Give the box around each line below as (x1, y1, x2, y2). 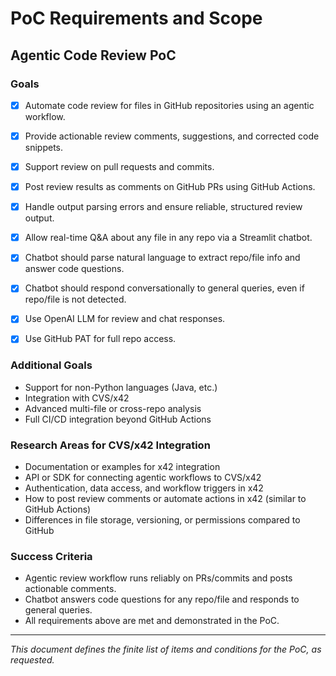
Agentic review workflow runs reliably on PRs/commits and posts (24, 572, 293, 584)
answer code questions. (24, 263, 125, 275)
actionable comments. (24, 583, 117, 595)
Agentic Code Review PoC (10, 47, 177, 64)
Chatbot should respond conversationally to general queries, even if (24, 282, 305, 294)
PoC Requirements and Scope (10, 7, 263, 30)
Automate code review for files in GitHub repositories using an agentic (24, 99, 315, 111)
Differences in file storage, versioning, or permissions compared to (24, 514, 301, 526)
